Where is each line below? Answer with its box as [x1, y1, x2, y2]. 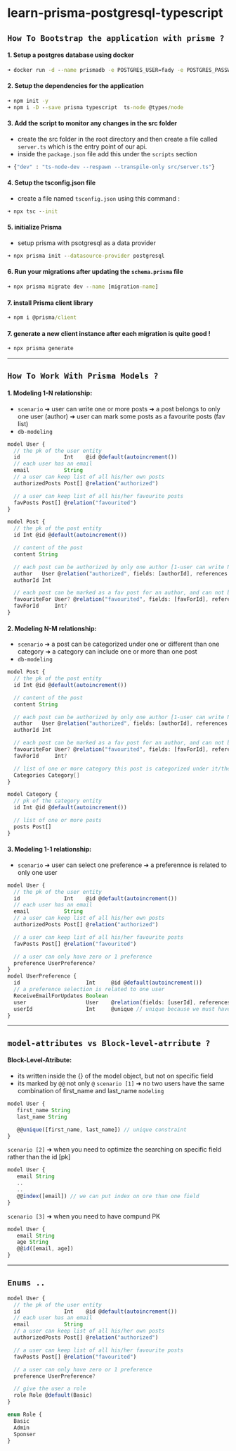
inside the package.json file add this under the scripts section [17, 149, 198, 158]
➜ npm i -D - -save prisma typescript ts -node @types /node [7, 104, 184, 111]
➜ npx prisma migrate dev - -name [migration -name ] [7, 283, 159, 290]
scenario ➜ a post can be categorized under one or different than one [17, 640, 220, 649]
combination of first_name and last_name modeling [17, 1087, 164, 1095]
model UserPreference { [7, 973, 77, 980]
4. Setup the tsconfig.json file [7, 178, 96, 187]
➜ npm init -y [7, 97, 49, 104]
